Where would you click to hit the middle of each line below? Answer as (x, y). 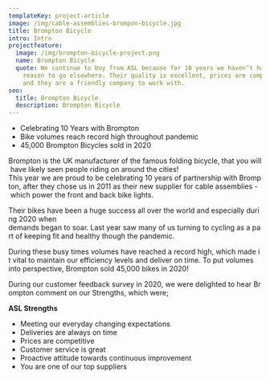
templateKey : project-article (59, 16)
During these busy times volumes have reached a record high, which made (133, 252)
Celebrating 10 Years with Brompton (80, 128)
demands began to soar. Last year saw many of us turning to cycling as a (129, 228)
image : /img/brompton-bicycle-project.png (88, 53)
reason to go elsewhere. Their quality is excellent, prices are (135, 75)
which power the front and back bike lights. (82, 195)
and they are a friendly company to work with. (104, 83)
